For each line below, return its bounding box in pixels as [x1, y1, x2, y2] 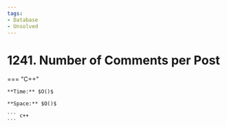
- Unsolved [7, 23, 39, 30]
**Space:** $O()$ [7, 100, 57, 107]
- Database [7, 16, 39, 23]
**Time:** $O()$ [7, 89, 54, 95]
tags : [7, 10, 23, 17]
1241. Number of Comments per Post [7, 52, 220, 68]
